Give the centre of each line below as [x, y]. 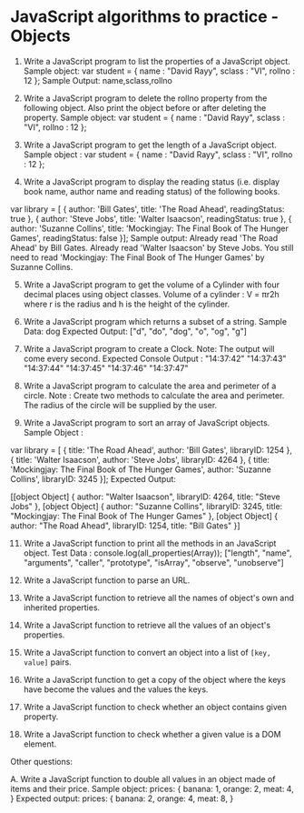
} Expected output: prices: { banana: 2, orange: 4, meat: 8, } [122, 798]
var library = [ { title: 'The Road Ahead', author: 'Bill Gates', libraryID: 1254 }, [152, 450]
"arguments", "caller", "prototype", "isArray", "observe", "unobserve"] [153, 562]
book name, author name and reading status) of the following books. [152, 191]
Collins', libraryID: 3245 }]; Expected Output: [93, 478]
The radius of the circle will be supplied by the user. [120, 405]
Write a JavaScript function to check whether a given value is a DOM [152, 734]
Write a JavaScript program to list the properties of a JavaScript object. [157, 61]
